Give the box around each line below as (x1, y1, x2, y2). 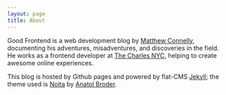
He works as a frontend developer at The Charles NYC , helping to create (7, 51, 218, 60)
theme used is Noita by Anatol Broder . (7, 80, 117, 88)
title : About (7, 17, 46, 24)
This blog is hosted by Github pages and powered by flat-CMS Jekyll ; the (7, 72, 220, 81)
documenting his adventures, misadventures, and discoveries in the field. (7, 44, 220, 52)
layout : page (7, 10, 46, 18)
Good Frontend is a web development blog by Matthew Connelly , (7, 36, 195, 44)
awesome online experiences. (7, 58, 94, 67)
